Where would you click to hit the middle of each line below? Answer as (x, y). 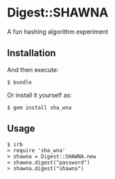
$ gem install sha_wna (39, 108)
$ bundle (20, 82)
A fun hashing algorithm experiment (57, 32)
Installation (31, 53)
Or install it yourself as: (39, 95)
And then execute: (33, 69)
